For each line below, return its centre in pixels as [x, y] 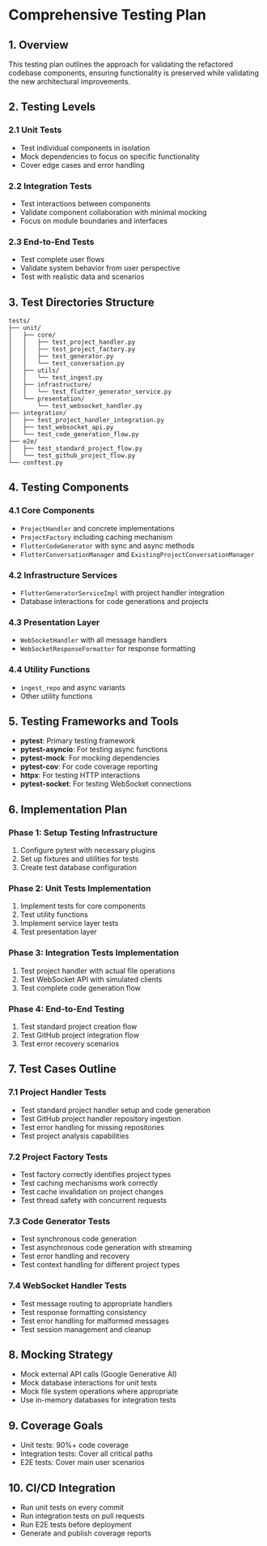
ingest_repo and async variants [72, 687]
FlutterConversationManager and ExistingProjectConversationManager [137, 554]
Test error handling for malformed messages [95, 1321]
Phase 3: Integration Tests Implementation [94, 953]
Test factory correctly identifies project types [95, 1175]
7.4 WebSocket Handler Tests [68, 1286]
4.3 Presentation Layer [54, 622]
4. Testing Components [69, 488]
